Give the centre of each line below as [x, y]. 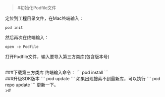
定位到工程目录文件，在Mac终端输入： [44, 18]
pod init [14, 28]
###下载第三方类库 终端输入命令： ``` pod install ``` [57, 72]
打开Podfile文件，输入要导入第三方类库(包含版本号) [57, 57]
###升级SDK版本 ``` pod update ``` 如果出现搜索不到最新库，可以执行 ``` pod [83, 78]
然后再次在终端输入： [27, 37]
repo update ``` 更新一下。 [32, 85]
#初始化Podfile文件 [37, 8]
